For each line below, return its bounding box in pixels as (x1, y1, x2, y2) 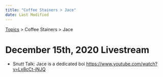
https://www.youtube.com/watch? (86, 61, 158, 67)
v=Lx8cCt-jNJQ (12, 66, 46, 72)
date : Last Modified (5, 12, 49, 17)
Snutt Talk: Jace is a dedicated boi (12, 61, 85, 67)
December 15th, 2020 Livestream (5, 44, 149, 56)
